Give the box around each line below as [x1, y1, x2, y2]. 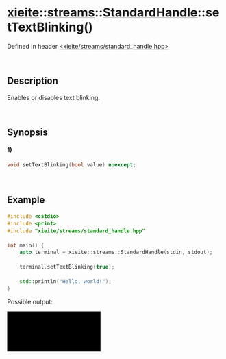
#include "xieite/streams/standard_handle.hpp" [7, 227, 146, 234]
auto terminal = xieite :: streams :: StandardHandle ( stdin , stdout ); [19, 249, 213, 256]
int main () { [7, 242, 45, 249]
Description [7, 75, 58, 87]
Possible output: [7, 297, 53, 306]
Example [7, 194, 45, 206]
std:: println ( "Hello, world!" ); [19, 277, 112, 285]
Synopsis [7, 127, 48, 138]
